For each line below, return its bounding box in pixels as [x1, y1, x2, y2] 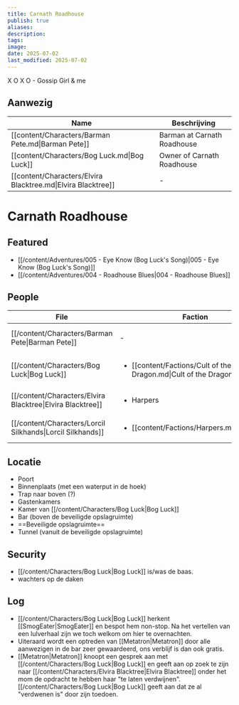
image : [7, 43, 27, 51]
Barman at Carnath [159, 129, 223, 139]
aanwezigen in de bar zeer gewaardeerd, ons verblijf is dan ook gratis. [17, 645, 225, 653]
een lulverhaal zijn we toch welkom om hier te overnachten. [17, 629, 192, 637]
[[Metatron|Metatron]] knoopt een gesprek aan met [17, 652, 169, 660]
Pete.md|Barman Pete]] [11, 139, 90, 149]
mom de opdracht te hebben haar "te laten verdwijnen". [17, 674, 181, 683]
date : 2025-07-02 [7, 51, 59, 58]
